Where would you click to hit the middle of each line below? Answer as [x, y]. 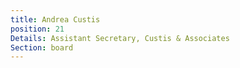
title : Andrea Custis [55, 19]
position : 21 [37, 29]
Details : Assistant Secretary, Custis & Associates [120, 38]
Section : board [42, 47]
